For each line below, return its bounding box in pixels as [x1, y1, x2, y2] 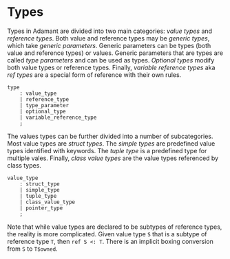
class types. [7, 161, 41, 169]
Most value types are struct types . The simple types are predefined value [7, 139, 216, 148]
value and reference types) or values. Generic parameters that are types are [7, 49, 224, 57]
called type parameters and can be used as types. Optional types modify [7, 56, 215, 64]
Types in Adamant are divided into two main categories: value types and [7, 27, 212, 35]
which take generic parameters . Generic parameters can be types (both [7, 41, 211, 49]
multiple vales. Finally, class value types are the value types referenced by [7, 154, 219, 162]
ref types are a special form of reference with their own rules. [7, 70, 182, 79]
